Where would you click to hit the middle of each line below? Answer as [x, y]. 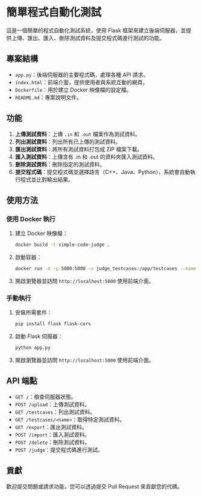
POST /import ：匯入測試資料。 [52, 434]
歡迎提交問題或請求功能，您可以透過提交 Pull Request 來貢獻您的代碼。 [94, 486]
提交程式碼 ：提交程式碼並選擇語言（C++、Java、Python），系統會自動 [103, 172]
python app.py [33, 348]
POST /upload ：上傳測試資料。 [52, 404]
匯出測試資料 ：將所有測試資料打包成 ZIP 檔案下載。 [79, 149]
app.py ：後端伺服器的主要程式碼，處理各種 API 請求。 [82, 74]
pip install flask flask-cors [53, 324]
